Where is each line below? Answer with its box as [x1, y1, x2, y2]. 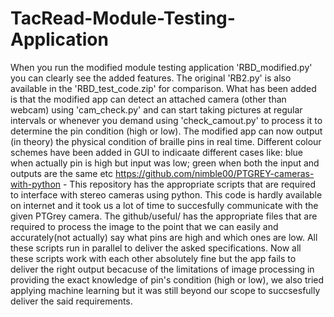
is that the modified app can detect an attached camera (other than [10, 93, 287, 105]
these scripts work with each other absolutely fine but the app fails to [10, 252, 297, 264]
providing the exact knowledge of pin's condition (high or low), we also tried [10, 273, 325, 286]
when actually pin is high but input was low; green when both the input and [10, 157, 320, 169]
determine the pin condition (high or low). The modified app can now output [10, 125, 323, 137]
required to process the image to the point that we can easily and [10, 220, 279, 232]
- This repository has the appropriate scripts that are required [62, 178, 317, 190]
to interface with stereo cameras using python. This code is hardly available [10, 188, 323, 201]
